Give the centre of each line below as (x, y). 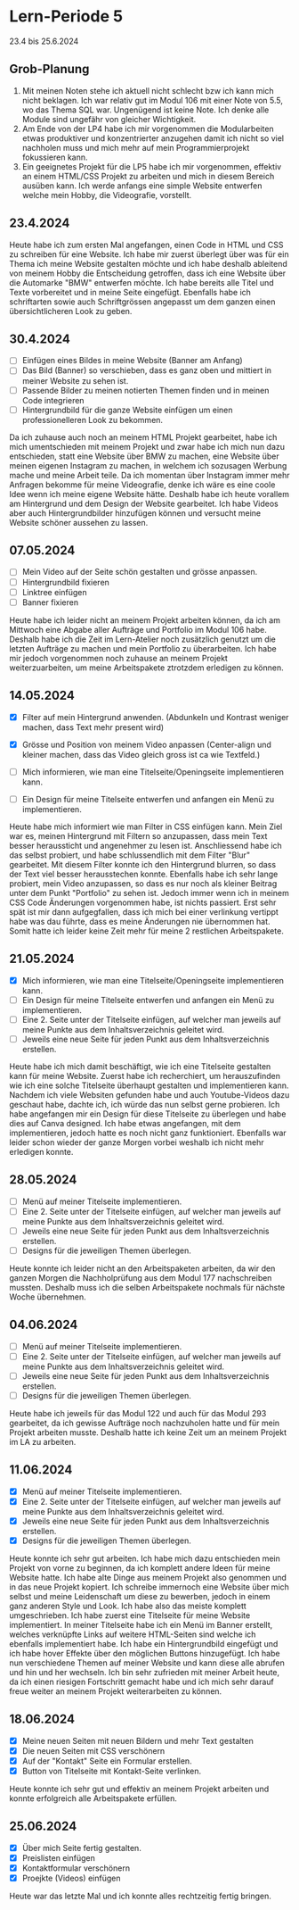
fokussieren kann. (55, 157)
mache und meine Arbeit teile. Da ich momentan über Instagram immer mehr (149, 475)
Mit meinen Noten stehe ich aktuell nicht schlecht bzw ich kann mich (148, 90)
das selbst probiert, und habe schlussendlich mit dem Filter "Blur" (130, 855)
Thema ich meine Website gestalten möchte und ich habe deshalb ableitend (148, 263)
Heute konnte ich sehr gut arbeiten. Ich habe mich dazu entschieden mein (145, 1558)
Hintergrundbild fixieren (65, 582)
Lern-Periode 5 (66, 17)
